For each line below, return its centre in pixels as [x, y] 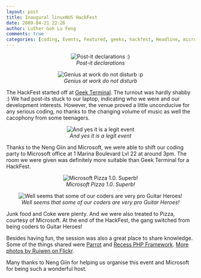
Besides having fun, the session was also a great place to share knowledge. [100, 238]
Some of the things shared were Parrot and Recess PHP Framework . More [98, 245]
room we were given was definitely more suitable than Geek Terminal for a [98, 160]
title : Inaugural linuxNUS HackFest [52, 17]
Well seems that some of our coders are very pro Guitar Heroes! [100, 202]
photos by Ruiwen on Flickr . [40, 251]
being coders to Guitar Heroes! [44, 227]
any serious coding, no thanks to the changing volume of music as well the [98, 111]
